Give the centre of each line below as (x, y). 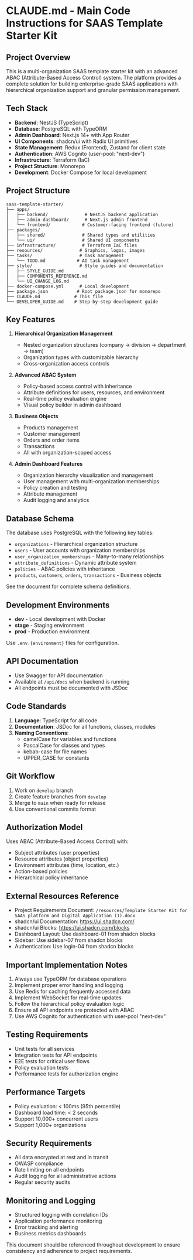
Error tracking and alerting (46, 1227)
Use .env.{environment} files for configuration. (63, 643)
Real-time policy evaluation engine (65, 399)
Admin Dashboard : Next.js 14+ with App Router (72, 135)
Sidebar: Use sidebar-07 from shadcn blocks (68, 940)
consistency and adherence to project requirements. (69, 1251)
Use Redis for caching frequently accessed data (73, 991)
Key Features (31, 320)
